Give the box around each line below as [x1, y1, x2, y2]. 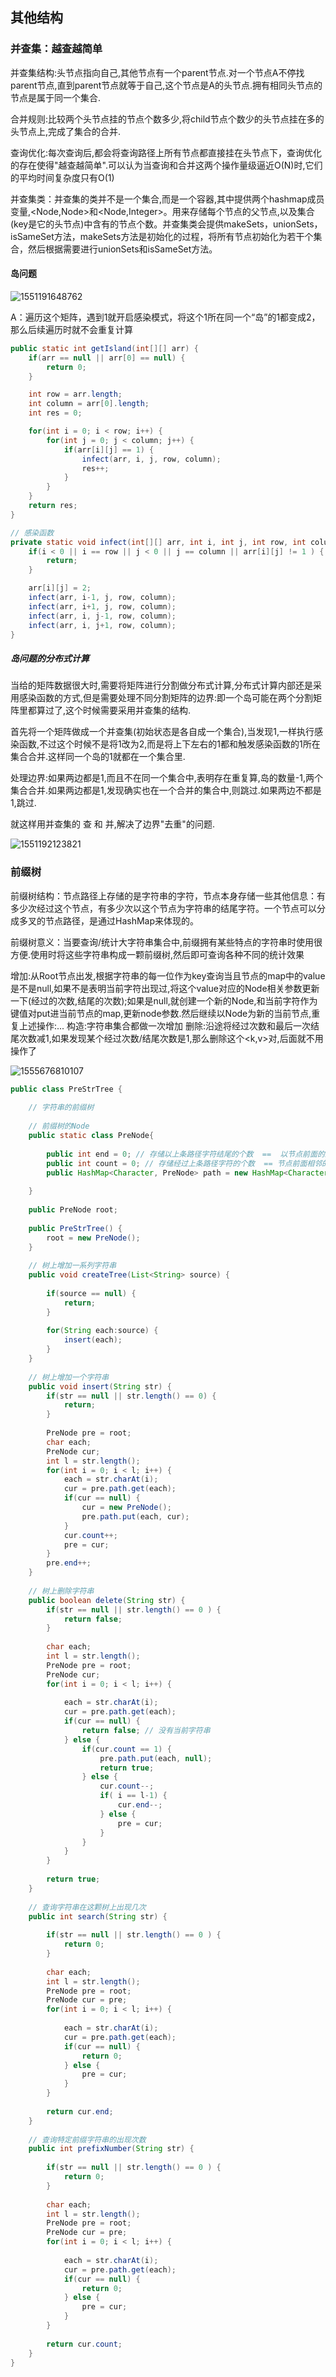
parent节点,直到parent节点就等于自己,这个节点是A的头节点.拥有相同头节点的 [10, 79, 323, 91]
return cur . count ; [46, 2339, 123, 2349]
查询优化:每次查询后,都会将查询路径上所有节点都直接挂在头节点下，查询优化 [10, 146, 323, 158]
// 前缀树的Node [28, 1121, 90, 1132]
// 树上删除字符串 [28, 1586, 95, 1596]
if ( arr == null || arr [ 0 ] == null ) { [28, 353, 186, 363]
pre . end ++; [46, 1558, 92, 1568]
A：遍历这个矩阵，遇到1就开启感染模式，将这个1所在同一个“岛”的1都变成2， [10, 311, 321, 323]
